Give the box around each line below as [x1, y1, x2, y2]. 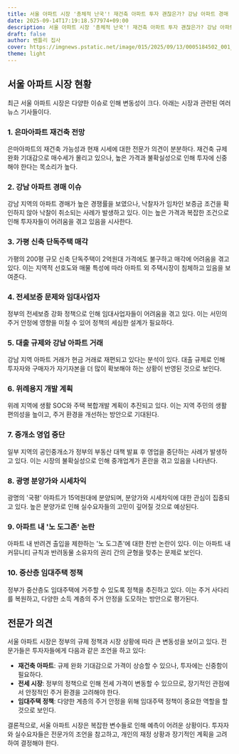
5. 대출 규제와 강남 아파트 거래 [7, 338, 103, 348]
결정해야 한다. [20, 739, 59, 748]
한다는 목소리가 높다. [20, 162, 78, 171]
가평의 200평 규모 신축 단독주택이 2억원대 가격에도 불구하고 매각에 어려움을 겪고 [7, 254, 230, 263]
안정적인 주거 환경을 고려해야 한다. [25, 688, 121, 697]
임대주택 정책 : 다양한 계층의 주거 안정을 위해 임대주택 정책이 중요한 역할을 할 [17, 697, 228, 706]
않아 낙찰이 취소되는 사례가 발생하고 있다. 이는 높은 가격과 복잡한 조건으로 [26, 208, 230, 217]
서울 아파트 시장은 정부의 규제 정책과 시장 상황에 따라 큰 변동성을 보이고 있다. [7, 637, 220, 646]
